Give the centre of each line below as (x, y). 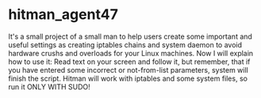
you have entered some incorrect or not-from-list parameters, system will (128, 70)
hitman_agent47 (63, 15)
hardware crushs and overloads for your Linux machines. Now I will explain (131, 53)
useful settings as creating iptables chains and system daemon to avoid (125, 44)
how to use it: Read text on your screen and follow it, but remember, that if (129, 62)
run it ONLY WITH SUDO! (49, 87)
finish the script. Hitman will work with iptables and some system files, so (128, 78)
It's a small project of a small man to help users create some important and (130, 36)
